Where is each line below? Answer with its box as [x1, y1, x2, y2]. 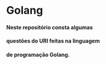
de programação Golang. [6, 51, 70, 58]
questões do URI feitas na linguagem [6, 37, 101, 45]
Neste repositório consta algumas [6, 23, 93, 31]
